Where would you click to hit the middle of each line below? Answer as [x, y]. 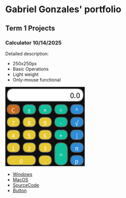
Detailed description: [27, 53]
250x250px [25, 63]
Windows [22, 174]
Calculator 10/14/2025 [34, 43]
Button [20, 190]
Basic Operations [31, 69]
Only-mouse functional [37, 79]
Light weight [26, 74]
